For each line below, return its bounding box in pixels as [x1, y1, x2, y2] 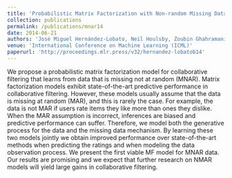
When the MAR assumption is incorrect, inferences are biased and [7, 111, 196, 119]
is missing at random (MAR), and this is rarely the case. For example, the [7, 97, 213, 105]
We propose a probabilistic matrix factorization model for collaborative [7, 67, 208, 76]
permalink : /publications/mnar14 [7, 23, 104, 30]
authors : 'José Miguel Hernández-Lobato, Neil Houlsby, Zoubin [7, 36, 193, 43]
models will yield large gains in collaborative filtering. [7, 163, 158, 171]
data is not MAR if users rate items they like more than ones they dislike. [7, 104, 213, 112]
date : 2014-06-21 [7, 29, 57, 37]
